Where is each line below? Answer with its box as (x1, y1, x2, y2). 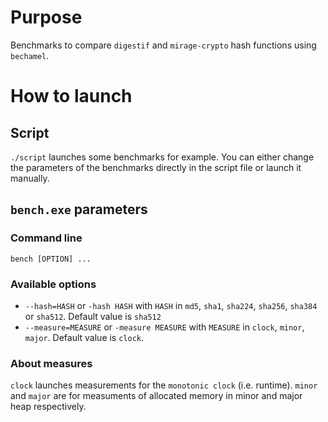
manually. (10, 172, 50, 184)
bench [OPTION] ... (10, 254, 92, 264)
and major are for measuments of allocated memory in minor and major (10, 390, 303, 402)
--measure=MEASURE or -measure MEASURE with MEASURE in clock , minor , (24, 321, 305, 333)
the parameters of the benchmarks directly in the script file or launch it (10, 161, 302, 173)
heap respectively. (10, 401, 87, 413)
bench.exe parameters (10, 201, 148, 218)
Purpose (10, 6, 83, 29)
